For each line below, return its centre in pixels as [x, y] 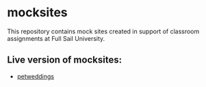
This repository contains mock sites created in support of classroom [103, 31]
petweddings [36, 76]
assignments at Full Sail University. [56, 38]
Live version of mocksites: [64, 60]
